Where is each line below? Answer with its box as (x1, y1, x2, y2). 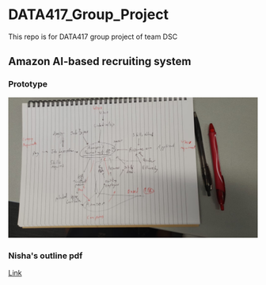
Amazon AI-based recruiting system (8, 55, 192, 68)
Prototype (8, 79, 48, 90)
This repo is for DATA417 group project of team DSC (8, 32, 178, 41)
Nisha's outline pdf (8, 250, 83, 261)
